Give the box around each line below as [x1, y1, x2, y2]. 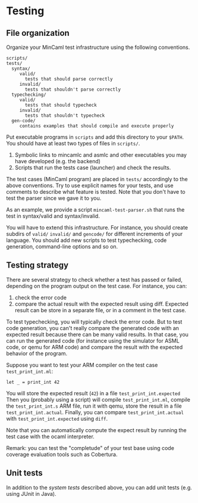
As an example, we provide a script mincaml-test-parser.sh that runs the [6, 206, 185, 213]
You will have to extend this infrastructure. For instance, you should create [6, 224, 188, 231]
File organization [6, 28, 70, 38]
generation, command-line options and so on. [6, 243, 118, 250]
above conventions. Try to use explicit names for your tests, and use [6, 182, 174, 189]
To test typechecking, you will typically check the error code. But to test [6, 318, 183, 325]
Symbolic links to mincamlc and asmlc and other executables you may [14, 151, 187, 159]
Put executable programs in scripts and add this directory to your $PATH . [6, 133, 184, 141]
